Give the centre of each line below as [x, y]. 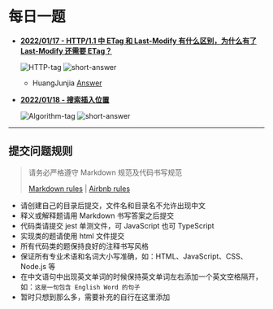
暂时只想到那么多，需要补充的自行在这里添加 [95, 297]
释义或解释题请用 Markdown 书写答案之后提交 [97, 215]
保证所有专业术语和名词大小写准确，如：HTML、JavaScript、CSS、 [134, 256]
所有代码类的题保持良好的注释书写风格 [84, 246]
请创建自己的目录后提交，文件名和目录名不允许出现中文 [113, 205]
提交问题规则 [41, 151]
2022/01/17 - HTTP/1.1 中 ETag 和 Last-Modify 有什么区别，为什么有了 [139, 41]
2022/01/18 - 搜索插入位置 [65, 99]
